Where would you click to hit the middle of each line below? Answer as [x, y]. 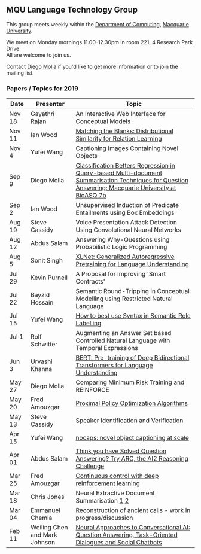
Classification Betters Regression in [125, 166]
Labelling [89, 324]
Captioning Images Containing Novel [127, 148]
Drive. [13, 48]
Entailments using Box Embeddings [125, 213]
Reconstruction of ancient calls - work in [133, 510]
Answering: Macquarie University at [126, 188]
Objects [86, 156]
